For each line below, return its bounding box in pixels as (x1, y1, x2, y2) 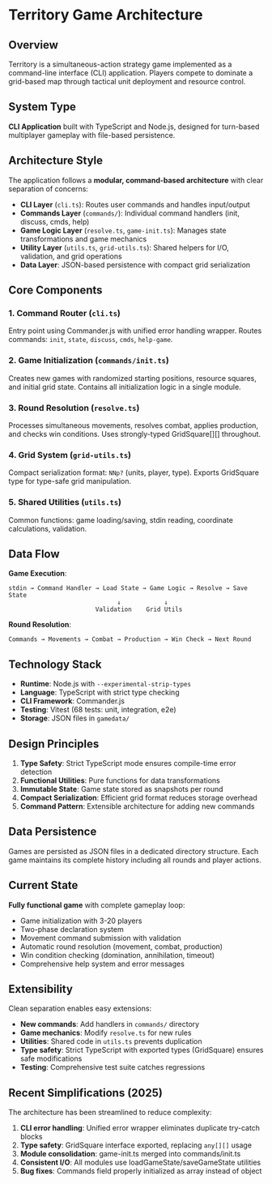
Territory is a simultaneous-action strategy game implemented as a (8, 59, 232, 69)
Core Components (8, 284, 103, 297)
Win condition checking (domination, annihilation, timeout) (19, 950, 215, 960)
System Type (8, 100, 77, 114)
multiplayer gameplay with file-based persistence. (8, 130, 176, 139)
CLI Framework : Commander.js (19, 696, 125, 706)
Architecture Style (8, 154, 104, 168)
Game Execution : (8, 569, 67, 579)
